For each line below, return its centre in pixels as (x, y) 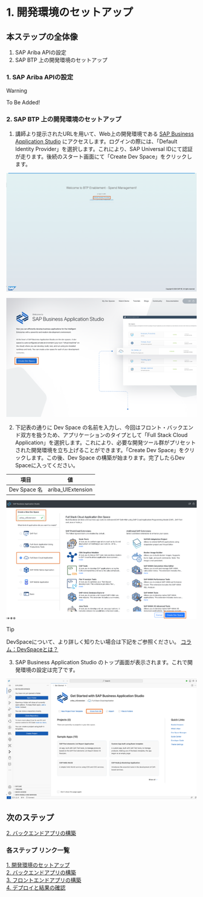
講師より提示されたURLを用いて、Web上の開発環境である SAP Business (105, 133)
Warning (17, 91)
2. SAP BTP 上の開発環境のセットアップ (64, 119)
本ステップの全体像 (42, 37)
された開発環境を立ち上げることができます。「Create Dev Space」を (99, 450)
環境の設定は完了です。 (49, 670)
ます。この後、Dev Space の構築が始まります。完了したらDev (108, 458)
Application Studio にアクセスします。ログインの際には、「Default (96, 141)
